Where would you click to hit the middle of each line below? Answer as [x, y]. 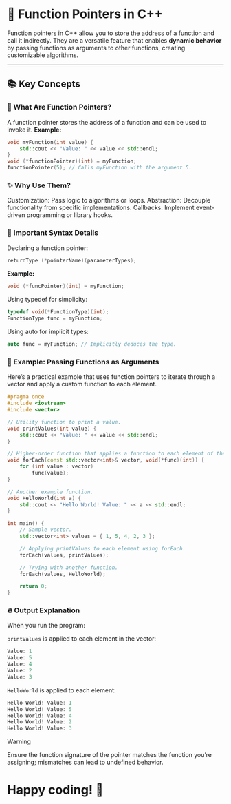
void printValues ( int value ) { [52, 429]
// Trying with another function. [69, 568]
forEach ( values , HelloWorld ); [63, 574]
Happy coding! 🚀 [55, 790]
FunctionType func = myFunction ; [55, 319]
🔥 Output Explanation [44, 610]
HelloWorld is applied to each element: [62, 690]
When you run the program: [46, 626]
